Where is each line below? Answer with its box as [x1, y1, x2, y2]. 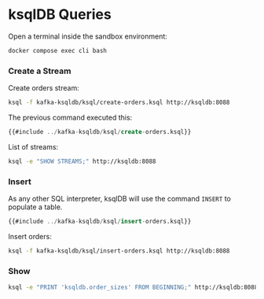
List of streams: [8, 142, 59, 151]
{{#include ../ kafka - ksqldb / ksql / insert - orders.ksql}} [8, 218, 192, 226]
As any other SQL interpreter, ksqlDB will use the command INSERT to [8, 194, 232, 204]
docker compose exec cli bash [8, 46, 108, 54]
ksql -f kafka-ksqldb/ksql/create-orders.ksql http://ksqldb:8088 [8, 98, 230, 107]
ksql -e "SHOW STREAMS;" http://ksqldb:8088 [8, 157, 156, 165]
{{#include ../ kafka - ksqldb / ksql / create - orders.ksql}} [8, 127, 192, 135]
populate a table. [8, 202, 63, 212]
